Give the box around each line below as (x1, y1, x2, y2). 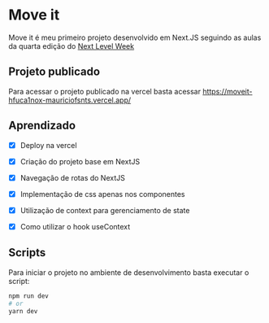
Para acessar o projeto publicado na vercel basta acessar (8, 86, 202, 96)
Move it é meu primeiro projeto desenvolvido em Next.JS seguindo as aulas (8, 33, 262, 42)
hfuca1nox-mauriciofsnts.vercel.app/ (8, 95, 132, 105)
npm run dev (8, 291, 49, 300)
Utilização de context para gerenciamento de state (20, 205, 190, 215)
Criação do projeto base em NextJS (20, 156, 141, 166)
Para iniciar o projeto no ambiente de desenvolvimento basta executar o (8, 267, 249, 277)
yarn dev (8, 307, 38, 315)
